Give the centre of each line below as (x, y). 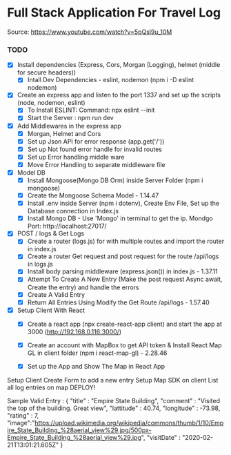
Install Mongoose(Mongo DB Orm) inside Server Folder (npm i (115, 180)
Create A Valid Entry (56, 294)
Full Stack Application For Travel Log (114, 13)
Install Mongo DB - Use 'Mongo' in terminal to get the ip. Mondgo (120, 218)
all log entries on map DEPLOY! (51, 387)
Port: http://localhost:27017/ (67, 226)
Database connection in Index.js (73, 211)
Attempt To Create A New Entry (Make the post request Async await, (125, 279)
